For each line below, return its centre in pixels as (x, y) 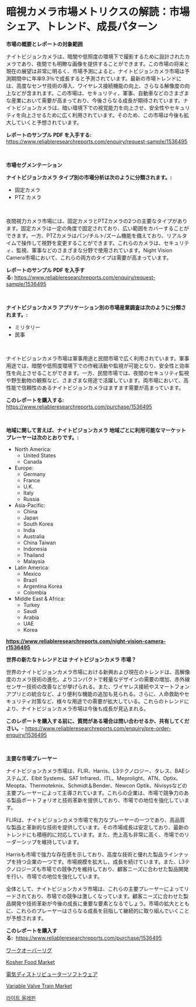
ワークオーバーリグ (29, 950)
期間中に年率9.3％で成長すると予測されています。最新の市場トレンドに (96, 78)
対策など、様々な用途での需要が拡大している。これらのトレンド (108, 701)
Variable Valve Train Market (39, 986)
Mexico (32, 574)
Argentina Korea (43, 586)
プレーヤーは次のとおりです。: (43, 437)
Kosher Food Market (31, 962)
